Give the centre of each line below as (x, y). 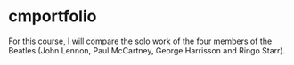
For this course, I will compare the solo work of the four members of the (140, 41)
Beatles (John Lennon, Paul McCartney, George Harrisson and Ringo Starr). (147, 50)
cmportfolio (53, 16)
